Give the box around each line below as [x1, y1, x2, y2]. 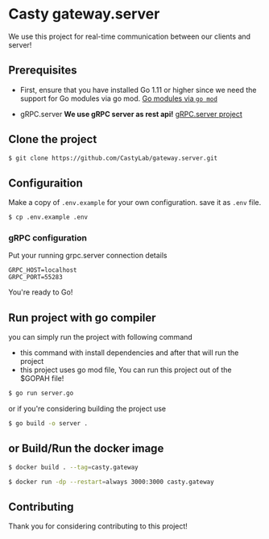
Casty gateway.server [8, 5, 160, 23]
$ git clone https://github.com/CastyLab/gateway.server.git [8, 154, 218, 162]
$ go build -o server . [8, 420, 89, 428]
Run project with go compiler [8, 311, 156, 324]
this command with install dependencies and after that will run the [19, 348, 239, 357]
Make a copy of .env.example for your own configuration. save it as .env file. [8, 198, 262, 207]
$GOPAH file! [19, 374, 64, 383]
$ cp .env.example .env [8, 213, 89, 222]
